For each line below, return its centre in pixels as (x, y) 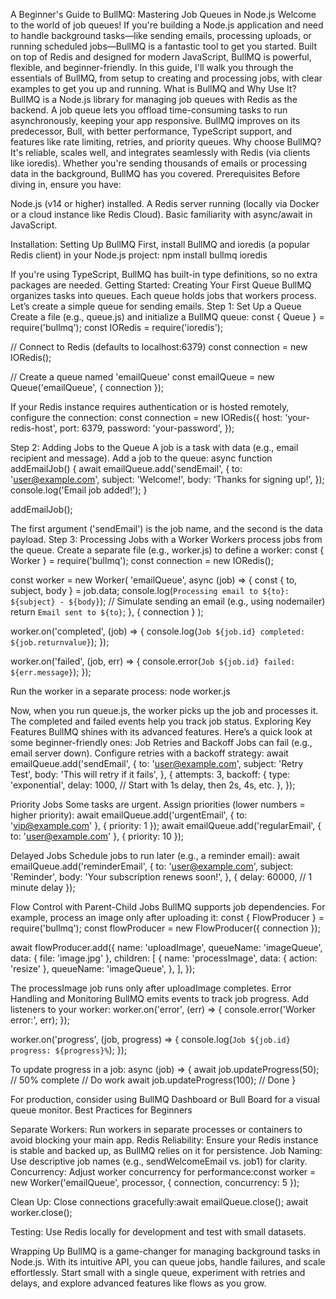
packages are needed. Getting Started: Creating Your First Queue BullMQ (161, 285)
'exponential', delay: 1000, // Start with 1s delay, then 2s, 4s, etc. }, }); (153, 785)
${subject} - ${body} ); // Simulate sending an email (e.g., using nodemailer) (168, 601)
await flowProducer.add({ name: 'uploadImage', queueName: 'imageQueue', (166, 947)
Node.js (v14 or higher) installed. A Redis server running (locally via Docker (165, 203)
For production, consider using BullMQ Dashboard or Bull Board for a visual (165, 1099)
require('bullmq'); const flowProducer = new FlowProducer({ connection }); (165, 928)
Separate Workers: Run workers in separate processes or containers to (156, 1129)
